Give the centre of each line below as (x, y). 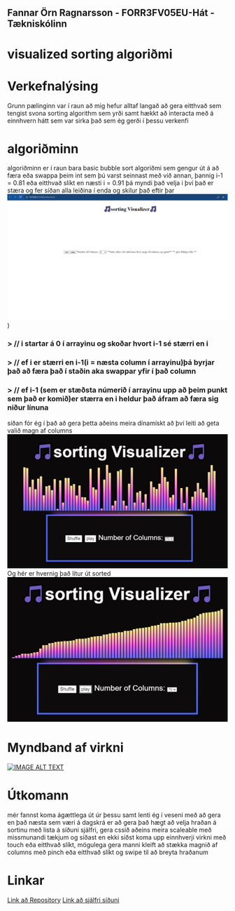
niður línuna (28, 407)
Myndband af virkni (65, 748)
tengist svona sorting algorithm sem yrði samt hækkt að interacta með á (111, 113)
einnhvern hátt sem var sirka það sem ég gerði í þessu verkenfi (98, 121)
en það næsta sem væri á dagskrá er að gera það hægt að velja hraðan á (112, 822)
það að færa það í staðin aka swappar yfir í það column (102, 371)
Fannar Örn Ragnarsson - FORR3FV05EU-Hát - (111, 13)
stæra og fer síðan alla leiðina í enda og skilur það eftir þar (91, 191)
